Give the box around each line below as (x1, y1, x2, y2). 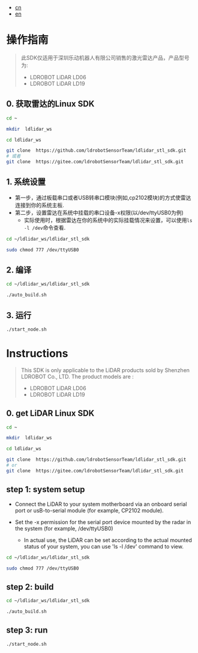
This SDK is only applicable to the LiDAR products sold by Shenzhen (20, 366, 190, 373)
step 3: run (6, 625, 48, 636)
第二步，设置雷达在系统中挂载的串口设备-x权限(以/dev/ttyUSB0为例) (14, 209, 184, 216)
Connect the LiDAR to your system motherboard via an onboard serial (14, 500, 187, 508)
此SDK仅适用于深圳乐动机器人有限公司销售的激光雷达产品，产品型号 (20, 54, 190, 61)
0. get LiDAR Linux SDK (6, 408, 95, 418)
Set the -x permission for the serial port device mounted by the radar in (14, 518, 191, 526)
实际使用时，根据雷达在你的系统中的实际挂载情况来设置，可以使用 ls (23, 216, 193, 223)
